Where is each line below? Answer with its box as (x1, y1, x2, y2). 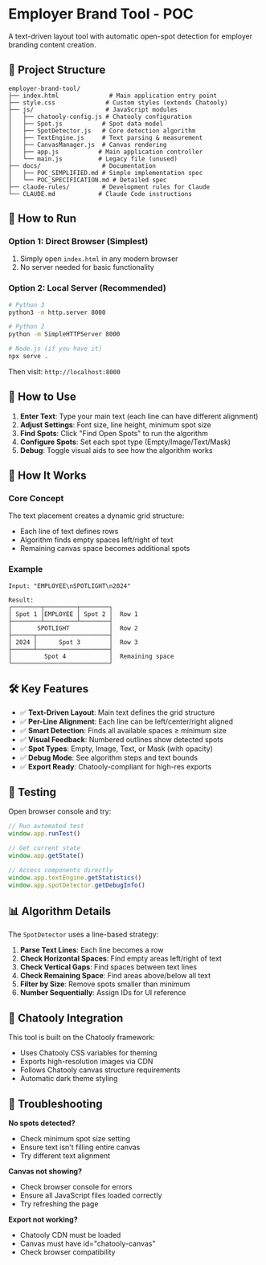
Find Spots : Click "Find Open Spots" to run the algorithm (19, 428, 209, 438)
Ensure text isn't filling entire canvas (19, 1142, 141, 1152)
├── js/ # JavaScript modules (8, 105, 178, 113)
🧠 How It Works (8, 469, 87, 483)
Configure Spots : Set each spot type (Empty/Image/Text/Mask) (19, 437, 231, 447)
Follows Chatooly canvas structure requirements (19, 1065, 181, 1075)
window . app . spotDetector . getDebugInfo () (8, 881, 146, 889)
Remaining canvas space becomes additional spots (19, 544, 190, 553)
